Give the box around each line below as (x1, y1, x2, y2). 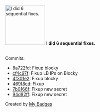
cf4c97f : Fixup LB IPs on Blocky (12, 70, 78, 76)
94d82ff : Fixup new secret (12, 92, 67, 97)
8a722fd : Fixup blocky (12, 65, 59, 71)
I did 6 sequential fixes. (46, 40, 96, 46)
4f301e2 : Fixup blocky (12, 76, 58, 81)
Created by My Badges (5, 101, 52, 107)
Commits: (5, 55, 25, 61)
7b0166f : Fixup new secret (12, 86, 67, 92)
